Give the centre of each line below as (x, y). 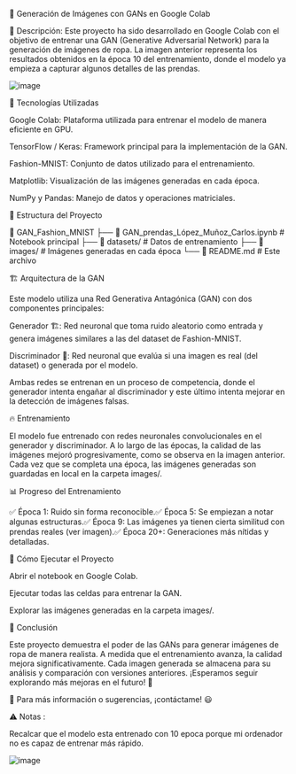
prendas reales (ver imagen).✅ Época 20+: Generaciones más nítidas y (139, 532)
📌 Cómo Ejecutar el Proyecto (62, 559)
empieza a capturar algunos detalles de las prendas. (105, 68)
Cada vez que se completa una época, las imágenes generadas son (133, 464)
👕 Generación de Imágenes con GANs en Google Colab (110, 14)
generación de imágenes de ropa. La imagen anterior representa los (133, 50)
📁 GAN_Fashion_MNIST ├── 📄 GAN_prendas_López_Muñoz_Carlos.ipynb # (147, 232)
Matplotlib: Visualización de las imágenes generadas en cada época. (134, 181)
